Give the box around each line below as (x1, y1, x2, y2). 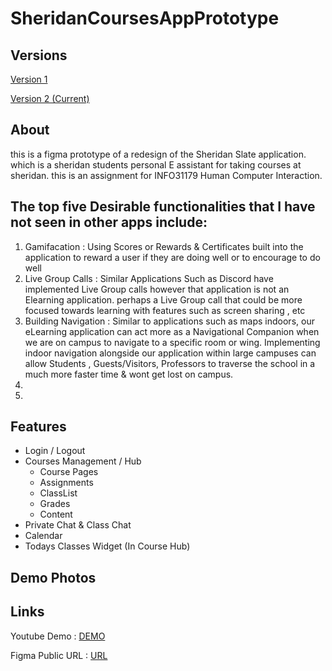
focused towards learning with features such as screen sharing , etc (24, 304, 306, 316)
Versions (10, 47, 68, 64)
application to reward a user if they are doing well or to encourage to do (24, 251, 321, 263)
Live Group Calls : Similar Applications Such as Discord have (24, 272, 274, 284)
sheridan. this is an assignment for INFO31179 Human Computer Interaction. (10, 169, 323, 181)
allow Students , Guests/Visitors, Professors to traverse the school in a (24, 357, 316, 369)
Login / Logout (24, 445, 86, 457)
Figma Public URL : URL (10, 649, 108, 661)
